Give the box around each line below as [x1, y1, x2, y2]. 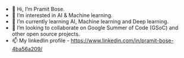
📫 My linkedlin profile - [11, 37, 69, 44]
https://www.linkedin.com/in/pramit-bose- [70, 37, 174, 44]
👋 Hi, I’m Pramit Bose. [11, 6, 65, 12]
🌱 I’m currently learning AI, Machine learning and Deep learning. [11, 18, 169, 25]
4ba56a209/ [11, 46, 43, 52]
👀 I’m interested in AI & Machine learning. [11, 12, 113, 19]
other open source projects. [11, 30, 80, 37]
